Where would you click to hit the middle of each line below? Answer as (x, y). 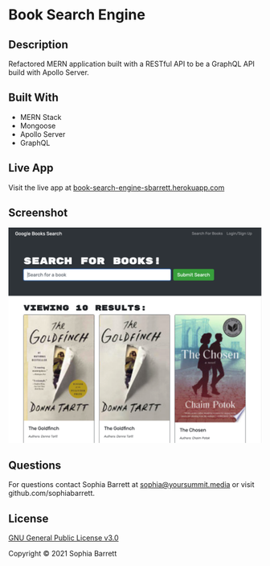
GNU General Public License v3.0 (63, 538)
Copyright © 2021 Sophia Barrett (63, 554)
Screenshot (38, 213)
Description (38, 45)
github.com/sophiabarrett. (51, 494)
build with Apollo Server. (49, 72)
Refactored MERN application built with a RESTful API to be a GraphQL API (132, 64)
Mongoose (38, 126)
